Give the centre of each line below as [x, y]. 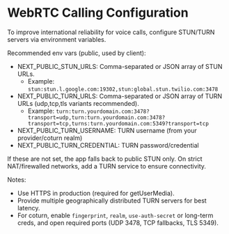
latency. [29, 208]
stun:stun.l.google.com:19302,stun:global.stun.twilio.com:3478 [123, 89]
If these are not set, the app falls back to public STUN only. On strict [105, 159]
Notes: [17, 180]
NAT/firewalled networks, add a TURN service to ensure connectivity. [107, 166]
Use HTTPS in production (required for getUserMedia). [96, 193]
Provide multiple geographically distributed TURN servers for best [112, 201]
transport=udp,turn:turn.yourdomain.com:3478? [96, 117]
